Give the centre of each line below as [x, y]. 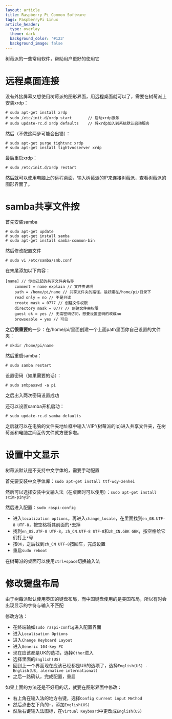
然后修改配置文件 [23, 250]
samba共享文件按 [42, 207]
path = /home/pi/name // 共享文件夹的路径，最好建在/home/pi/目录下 [83, 292]
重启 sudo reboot [30, 550]
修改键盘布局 [33, 584]
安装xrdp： [17, 102]
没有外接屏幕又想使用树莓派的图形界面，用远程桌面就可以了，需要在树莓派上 [86, 96]
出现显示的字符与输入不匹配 [35, 605]
